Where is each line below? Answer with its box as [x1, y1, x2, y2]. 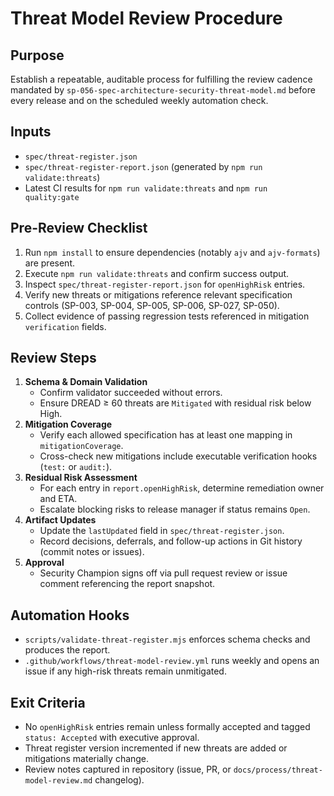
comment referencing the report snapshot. [39, 578, 216, 590]
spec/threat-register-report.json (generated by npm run [24, 160, 263, 172]
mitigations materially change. [24, 753, 150, 765]
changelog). [94, 774, 145, 786]
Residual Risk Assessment [24, 472, 138, 484]
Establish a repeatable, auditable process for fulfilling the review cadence [10, 73, 313, 85]
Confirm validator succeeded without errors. [39, 387, 223, 399]
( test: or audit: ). [39, 461, 113, 473]
